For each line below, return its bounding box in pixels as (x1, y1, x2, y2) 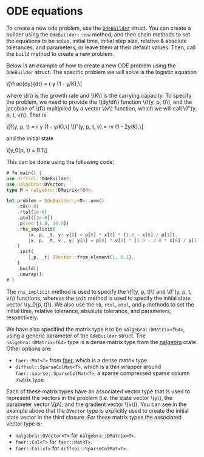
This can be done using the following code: (6, 158, 114, 165)
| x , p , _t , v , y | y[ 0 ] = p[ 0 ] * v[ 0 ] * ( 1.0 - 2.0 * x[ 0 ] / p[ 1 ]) (28, 237, 202, 243)
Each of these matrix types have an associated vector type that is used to (6, 387, 190, 395)
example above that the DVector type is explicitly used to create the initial (6, 407, 189, 414)
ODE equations (6, 4, 83, 18)
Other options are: (6, 345, 52, 352)
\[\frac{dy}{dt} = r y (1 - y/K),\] (6, 80, 83, 87)
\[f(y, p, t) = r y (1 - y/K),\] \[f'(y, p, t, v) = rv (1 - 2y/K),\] (6, 123, 144, 130)
